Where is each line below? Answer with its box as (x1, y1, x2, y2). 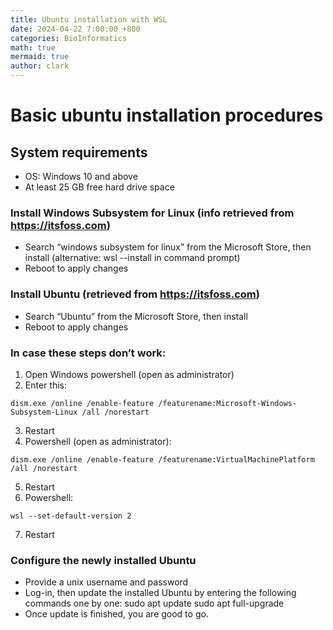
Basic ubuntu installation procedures (10, 104, 324, 127)
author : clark (10, 61, 70, 71)
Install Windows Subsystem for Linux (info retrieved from (10, 206, 295, 220)
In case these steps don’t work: (10, 346, 167, 360)
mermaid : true (10, 52, 70, 62)
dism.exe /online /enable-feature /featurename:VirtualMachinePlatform (10, 454, 315, 465)
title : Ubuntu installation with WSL (10, 14, 168, 25)
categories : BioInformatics (10, 33, 128, 43)
